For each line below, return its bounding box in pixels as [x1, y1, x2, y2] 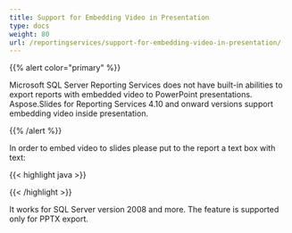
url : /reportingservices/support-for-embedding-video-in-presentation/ [9, 37, 281, 47]
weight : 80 [9, 29, 50, 38]
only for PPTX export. [9, 213, 89, 224]
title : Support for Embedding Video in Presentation [9, 12, 210, 22]
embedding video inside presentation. [9, 108, 149, 119]
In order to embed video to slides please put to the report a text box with [9, 143, 276, 154]
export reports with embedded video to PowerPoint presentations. [9, 89, 253, 100]
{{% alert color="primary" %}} [9, 62, 121, 73]
